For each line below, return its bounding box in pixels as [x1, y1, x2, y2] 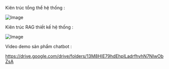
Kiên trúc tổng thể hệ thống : [5, 5, 65, 10]
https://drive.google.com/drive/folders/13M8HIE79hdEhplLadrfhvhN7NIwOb [5, 53, 164, 59]
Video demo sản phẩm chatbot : [5, 43, 72, 49]
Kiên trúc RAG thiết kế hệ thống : [5, 24, 73, 30]
